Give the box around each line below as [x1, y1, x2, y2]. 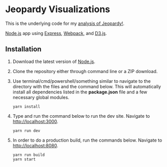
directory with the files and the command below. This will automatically [12, 83, 161, 89]
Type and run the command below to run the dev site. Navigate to [12, 113, 150, 119]
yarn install [12, 104, 41, 109]
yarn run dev [12, 128, 41, 133]
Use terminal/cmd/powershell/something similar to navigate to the [12, 78, 151, 84]
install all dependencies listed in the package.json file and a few [12, 89, 148, 95]
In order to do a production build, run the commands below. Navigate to [12, 137, 162, 143]
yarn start [12, 156, 36, 162]
